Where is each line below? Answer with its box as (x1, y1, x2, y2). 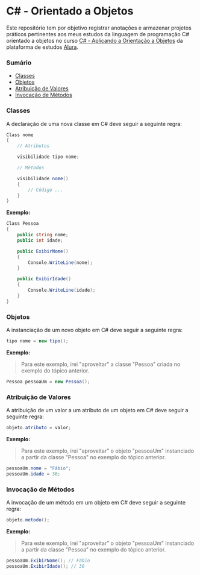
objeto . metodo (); (6, 517, 50, 523)
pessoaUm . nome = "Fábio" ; (6, 465, 71, 471)
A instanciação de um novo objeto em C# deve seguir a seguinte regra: (6, 326, 183, 333)
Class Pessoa (6, 221, 39, 227)
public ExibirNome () (17, 248, 69, 254)
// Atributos (17, 143, 50, 149)
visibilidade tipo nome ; (17, 154, 80, 160)
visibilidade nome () (17, 175, 69, 181)
